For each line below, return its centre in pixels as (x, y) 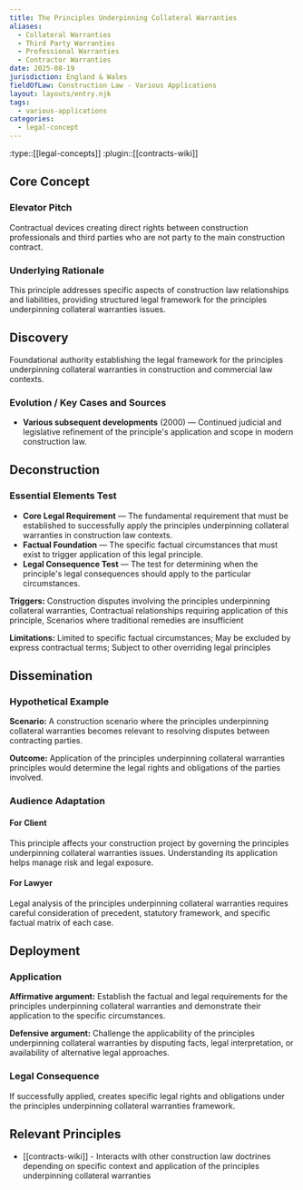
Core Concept (50, 182)
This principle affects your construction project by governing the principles (149, 843)
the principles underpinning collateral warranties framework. (122, 1106)
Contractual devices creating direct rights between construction (129, 227)
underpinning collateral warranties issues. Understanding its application (144, 852)
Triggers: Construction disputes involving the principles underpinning (140, 601)
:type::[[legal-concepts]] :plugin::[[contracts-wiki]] (104, 153)
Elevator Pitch (41, 208)
